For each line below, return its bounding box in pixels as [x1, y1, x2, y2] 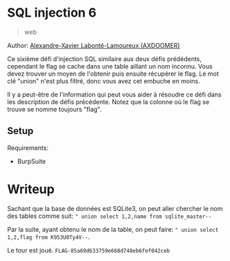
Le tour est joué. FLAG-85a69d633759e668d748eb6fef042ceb [7, 246, 170, 254]
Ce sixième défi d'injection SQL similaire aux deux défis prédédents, [7, 54, 202, 63]
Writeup [7, 181, 55, 197]
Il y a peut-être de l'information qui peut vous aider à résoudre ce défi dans [7, 90, 222, 99]
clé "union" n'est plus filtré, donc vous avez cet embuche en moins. [7, 76, 200, 85]
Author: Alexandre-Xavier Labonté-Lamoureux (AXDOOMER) [7, 41, 180, 49]
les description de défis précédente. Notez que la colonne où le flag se [7, 97, 210, 106]
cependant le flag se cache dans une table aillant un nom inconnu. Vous [7, 62, 213, 70]
